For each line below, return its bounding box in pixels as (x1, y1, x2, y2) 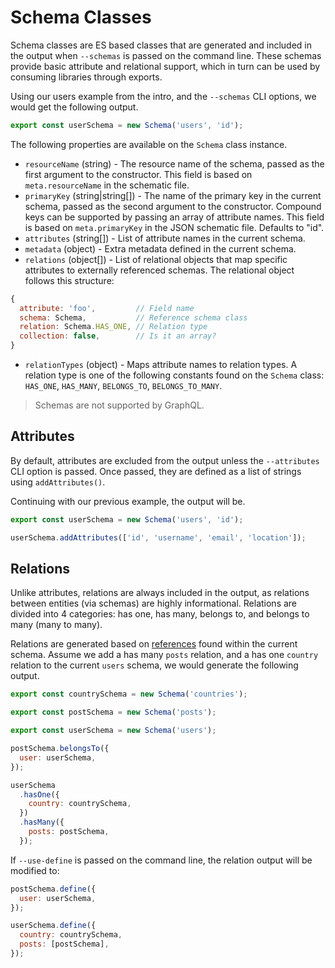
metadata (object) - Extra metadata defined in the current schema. (24, 242, 297, 255)
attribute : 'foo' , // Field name (19, 303, 195, 313)
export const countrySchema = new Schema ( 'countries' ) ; (10, 689, 248, 700)
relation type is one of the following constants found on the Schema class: (24, 369, 325, 381)
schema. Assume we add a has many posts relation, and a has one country (10, 649, 319, 661)
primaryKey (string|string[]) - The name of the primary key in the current (24, 189, 322, 201)
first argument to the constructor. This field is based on (24, 168, 253, 180)
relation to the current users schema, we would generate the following (10, 659, 299, 671)
